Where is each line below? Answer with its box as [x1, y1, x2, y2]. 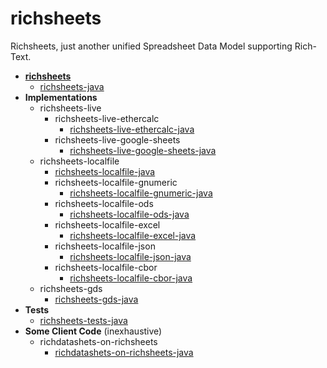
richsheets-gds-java [54, 293, 139, 305]
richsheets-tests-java [39, 314, 128, 326]
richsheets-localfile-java [54, 165, 156, 177]
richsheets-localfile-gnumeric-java [69, 187, 213, 199]
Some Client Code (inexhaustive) [24, 325, 163, 337]
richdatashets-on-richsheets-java [54, 346, 194, 358]
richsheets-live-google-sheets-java [69, 144, 217, 156]
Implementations [24, 91, 98, 103]
